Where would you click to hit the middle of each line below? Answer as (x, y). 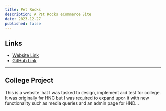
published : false (23, 23)
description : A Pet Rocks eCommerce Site (48, 14)
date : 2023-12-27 (23, 19)
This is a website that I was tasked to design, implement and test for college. (83, 92)
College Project (29, 81)
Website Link (25, 55)
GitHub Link (24, 61)
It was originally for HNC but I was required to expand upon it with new (77, 98)
